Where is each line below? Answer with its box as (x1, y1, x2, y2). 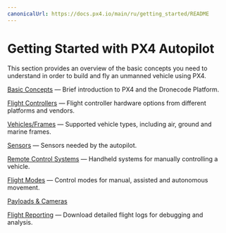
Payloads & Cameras (7, 196, 68, 205)
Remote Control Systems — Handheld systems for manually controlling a (7, 154, 218, 163)
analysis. (7, 218, 33, 226)
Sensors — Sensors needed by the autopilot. (7, 141, 137, 149)
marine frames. (7, 127, 51, 136)
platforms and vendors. (7, 106, 75, 115)
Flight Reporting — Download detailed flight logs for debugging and (7, 210, 203, 219)
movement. (7, 183, 40, 191)
